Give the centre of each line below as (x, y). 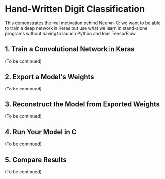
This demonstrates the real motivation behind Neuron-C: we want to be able (83, 23)
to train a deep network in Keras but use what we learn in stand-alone (76, 28)
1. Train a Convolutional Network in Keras (70, 49)
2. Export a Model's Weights (50, 77)
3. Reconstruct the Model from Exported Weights (82, 104)
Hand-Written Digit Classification (75, 9)
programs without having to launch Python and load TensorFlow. (71, 33)
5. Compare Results (36, 159)
